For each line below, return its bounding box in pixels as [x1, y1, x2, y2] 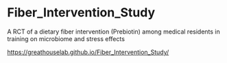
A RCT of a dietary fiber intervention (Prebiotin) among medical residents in [7, 27, 221, 36]
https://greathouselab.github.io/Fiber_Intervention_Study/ [7, 48, 169, 56]
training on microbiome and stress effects [7, 34, 126, 42]
